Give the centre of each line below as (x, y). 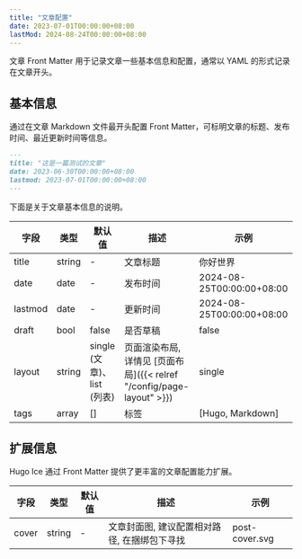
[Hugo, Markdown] (239, 413)
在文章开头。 (33, 72)
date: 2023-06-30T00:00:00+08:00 (72, 172)
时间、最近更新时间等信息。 (61, 138)
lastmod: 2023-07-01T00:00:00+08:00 (78, 180)
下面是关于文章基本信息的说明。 (68, 207)
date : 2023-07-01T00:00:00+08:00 (72, 26)
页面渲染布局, (153, 347)
